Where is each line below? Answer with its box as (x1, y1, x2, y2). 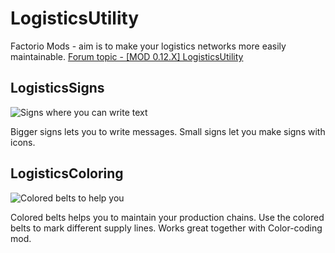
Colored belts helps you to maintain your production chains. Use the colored (10, 211, 325, 223)
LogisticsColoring (10, 165, 124, 182)
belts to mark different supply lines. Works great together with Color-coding (10, 222, 323, 234)
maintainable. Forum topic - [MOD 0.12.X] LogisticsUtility (10, 50, 244, 62)
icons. (10, 136, 36, 148)
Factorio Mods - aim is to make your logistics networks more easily (10, 40, 287, 52)
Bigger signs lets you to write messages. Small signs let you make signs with (10, 125, 326, 137)
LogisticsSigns (10, 80, 105, 97)
